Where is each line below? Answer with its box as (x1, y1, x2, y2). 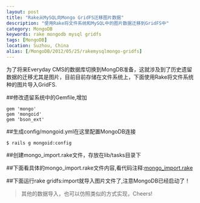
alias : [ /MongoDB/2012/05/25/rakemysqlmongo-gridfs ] (6, 48, 142, 55)
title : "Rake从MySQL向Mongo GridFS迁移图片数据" (6, 15, 124, 21)
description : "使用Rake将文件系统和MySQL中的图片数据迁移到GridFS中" (6, 20, 169, 26)
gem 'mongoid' (6, 111, 42, 117)
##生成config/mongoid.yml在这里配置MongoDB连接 (6, 128, 136, 135)
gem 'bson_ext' (6, 116, 45, 122)
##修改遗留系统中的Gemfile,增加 (6, 93, 87, 101)
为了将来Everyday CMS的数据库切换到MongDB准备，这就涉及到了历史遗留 (6, 65, 193, 73)
